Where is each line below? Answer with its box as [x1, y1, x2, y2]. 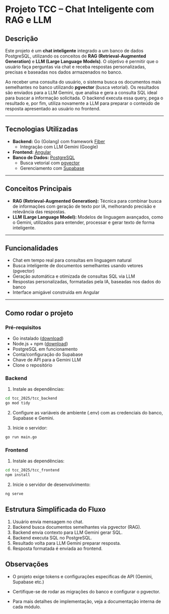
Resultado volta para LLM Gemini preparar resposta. [12, 540, 121, 546]
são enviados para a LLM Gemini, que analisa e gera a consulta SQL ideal [5, 90, 157, 95]
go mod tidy [5, 401, 30, 406]
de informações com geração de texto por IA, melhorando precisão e [12, 203, 156, 209]
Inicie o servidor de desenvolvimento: [12, 481, 91, 487]
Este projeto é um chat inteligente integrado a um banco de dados [5, 48, 144, 53]
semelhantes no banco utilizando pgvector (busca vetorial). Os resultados [5, 84, 159, 90]
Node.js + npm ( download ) [12, 341, 68, 347]
